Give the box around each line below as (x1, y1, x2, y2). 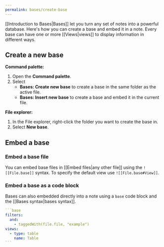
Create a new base (5, 51, 64, 59)
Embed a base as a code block (5, 182, 79, 189)
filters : (5, 213, 23, 218)
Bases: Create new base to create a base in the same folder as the (19, 84, 157, 90)
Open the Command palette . (12, 74, 72, 80)
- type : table (9, 231, 39, 236)
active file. (19, 89, 41, 95)
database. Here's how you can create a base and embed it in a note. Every (5, 26, 157, 32)
